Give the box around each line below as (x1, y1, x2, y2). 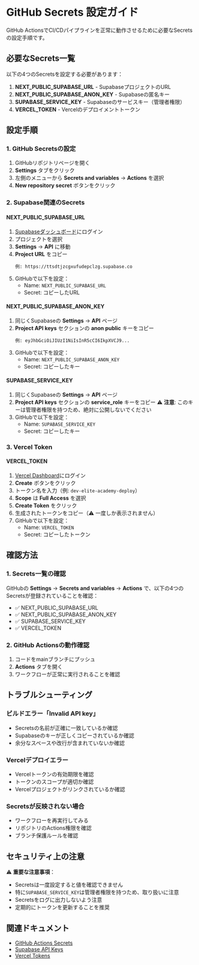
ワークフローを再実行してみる (14, 817, 89, 824)
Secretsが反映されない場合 (6, 802, 85, 810)
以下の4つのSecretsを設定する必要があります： (6, 70, 123, 78)
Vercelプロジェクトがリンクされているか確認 (14, 786, 126, 793)
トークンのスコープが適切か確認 (14, 778, 94, 785)
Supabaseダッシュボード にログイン (14, 228, 103, 235)
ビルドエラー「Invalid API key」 (6, 709, 99, 718)
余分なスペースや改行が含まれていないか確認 (14, 739, 125, 746)
